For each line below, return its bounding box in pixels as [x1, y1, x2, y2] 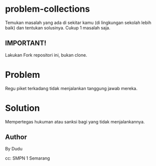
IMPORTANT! [5, 39, 47, 47]
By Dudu [5, 146, 23, 152]
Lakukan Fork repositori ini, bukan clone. [5, 52, 87, 58]
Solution [5, 102, 40, 114]
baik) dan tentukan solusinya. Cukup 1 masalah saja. [5, 24, 110, 30]
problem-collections [5, 3, 90, 15]
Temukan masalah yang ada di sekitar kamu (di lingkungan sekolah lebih [5, 20, 152, 25]
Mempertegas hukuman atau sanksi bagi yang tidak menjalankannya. [5, 119, 145, 124]
